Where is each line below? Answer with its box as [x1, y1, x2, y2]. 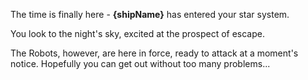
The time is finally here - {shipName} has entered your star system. [10, 9, 290, 20]
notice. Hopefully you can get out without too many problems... [10, 58, 271, 69]
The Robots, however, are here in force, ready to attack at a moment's [10, 47, 299, 59]
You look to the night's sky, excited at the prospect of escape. [10, 28, 265, 39]
